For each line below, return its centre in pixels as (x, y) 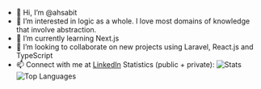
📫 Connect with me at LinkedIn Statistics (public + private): (115, 64)
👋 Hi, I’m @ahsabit (46, 13)
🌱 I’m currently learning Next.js (67, 38)
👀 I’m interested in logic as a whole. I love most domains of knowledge (133, 21)
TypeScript (34, 55)
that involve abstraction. (56, 30)
